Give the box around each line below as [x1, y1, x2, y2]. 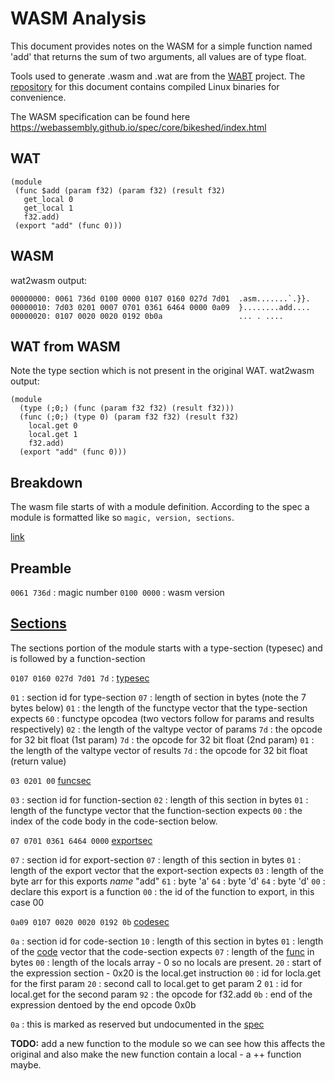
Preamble [10, 560, 72, 577]
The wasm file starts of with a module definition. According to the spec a [10, 501, 310, 513]
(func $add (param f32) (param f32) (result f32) [14, 185, 226, 196]
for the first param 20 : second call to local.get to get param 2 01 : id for [10, 977, 303, 989]
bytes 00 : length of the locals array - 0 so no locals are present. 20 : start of [10, 956, 322, 968]
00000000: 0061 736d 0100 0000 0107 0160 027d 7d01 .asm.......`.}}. [10, 293, 311, 304]
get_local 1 [23, 203, 74, 213]
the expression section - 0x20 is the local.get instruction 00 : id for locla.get [10, 967, 322, 979]
